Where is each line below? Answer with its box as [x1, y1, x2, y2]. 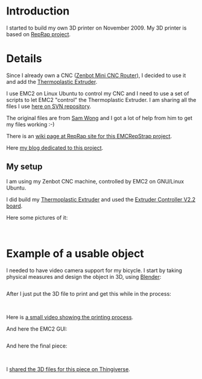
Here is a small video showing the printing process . [6, 313, 134, 320]
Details [6, 52, 42, 66]
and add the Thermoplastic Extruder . [6, 78, 98, 85]
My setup [6, 162, 43, 172]
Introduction [6, 4, 70, 18]
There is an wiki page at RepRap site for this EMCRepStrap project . [6, 132, 172, 139]
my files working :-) [6, 121, 55, 128]
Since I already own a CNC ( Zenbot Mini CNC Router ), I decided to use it [6, 71, 186, 79]
